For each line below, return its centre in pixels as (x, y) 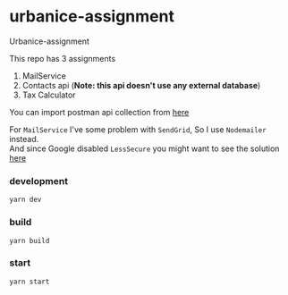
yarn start (30, 282)
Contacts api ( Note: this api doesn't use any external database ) (141, 85)
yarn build (30, 240)
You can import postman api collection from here (99, 112)
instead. (24, 139)
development (39, 181)
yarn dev (25, 200)
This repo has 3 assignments (63, 58)
